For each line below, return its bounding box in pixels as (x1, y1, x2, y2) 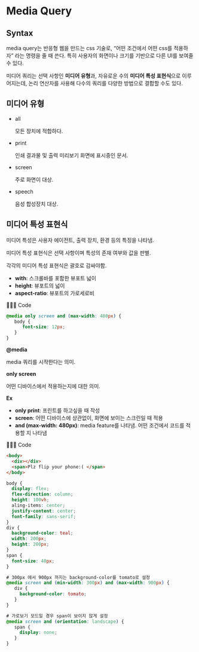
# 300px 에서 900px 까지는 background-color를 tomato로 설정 (6, 574, 151, 580)
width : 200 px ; (11, 536, 47, 542)
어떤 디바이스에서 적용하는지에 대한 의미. (6, 382, 100, 390)
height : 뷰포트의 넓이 (14, 282, 65, 289)
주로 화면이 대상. (14, 176, 54, 183)
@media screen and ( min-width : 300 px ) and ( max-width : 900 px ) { (6, 580, 170, 586)
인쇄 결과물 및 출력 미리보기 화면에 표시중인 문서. (14, 151, 128, 159)
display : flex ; (11, 486, 50, 492)
